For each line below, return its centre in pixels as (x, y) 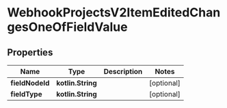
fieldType (26, 94)
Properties (30, 52)
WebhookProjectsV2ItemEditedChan (114, 13)
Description (123, 71)
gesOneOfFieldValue (67, 27)
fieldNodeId (30, 83)
